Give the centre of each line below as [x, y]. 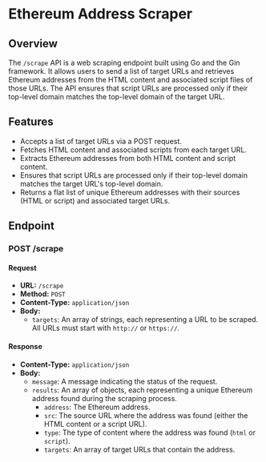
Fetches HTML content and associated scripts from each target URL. [133, 150]
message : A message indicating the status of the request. [125, 381]
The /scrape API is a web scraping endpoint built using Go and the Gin [124, 62]
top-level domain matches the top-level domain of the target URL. [117, 96]
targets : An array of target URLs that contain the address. [139, 449]
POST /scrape [36, 249]
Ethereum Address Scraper [101, 14]
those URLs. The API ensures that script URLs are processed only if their [128, 88]
